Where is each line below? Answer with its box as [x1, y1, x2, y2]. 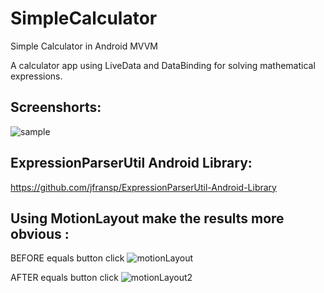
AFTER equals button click [10, 272, 119, 284]
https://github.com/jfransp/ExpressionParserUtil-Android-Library [10, 181, 277, 193]
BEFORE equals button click [10, 252, 125, 264]
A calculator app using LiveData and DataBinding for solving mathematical [10, 59, 316, 71]
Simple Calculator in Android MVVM [10, 40, 159, 52]
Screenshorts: [10, 99, 102, 116]
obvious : [10, 225, 70, 242]
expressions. [10, 70, 63, 82]
